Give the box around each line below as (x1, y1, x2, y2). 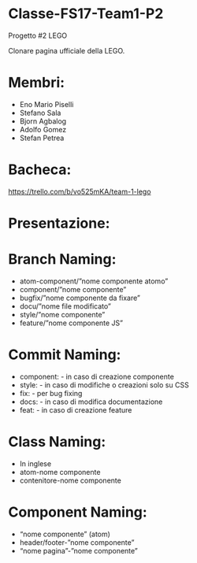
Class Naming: (8, 433, 106, 451)
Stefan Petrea (19, 133, 65, 143)
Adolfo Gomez (19, 124, 67, 134)
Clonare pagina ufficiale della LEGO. (8, 46, 125, 55)
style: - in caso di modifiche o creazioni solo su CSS (19, 380, 189, 390)
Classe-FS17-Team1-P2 (8, 5, 164, 23)
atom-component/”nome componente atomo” (19, 276, 169, 286)
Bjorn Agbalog (19, 116, 67, 126)
